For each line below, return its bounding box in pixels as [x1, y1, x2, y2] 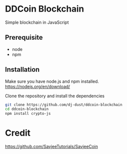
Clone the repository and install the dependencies [5, 93, 105, 99]
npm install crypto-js [5, 111, 51, 116]
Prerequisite [5, 33, 43, 42]
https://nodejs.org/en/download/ [5, 83, 70, 89]
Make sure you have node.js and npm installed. [5, 78, 99, 84]
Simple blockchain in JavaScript [5, 19, 69, 25]
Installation [5, 65, 40, 74]
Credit [5, 127, 31, 139]
